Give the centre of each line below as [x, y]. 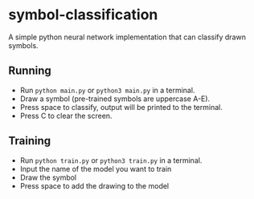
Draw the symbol [48, 177]
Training [30, 141]
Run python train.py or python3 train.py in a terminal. [111, 160]
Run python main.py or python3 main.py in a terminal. [107, 90]
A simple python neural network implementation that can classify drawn [127, 37]
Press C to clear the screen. [66, 116]
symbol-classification [83, 15]
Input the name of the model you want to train [96, 169]
